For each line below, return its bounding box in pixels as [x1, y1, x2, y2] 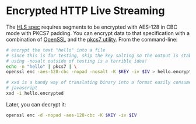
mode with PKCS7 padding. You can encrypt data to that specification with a [6, 29, 190, 36]
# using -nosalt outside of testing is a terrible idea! [6, 58, 148, 64]
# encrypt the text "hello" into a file [6, 47, 106, 53]
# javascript [6, 85, 38, 91]
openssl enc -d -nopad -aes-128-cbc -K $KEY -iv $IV [6, 112, 137, 118]
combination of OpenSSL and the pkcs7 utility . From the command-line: [6, 36, 178, 43]
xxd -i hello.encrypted [6, 91, 64, 97]
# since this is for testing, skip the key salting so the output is [6, 53, 179, 58]
